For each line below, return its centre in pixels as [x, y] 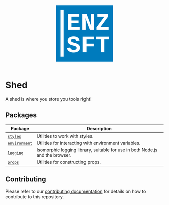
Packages [21, 115]
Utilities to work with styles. [65, 136]
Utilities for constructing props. [68, 162]
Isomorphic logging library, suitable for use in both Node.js [97, 150]
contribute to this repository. [35, 197]
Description [99, 129]
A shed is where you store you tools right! [48, 99]
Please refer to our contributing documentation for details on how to [76, 191]
